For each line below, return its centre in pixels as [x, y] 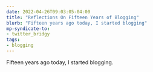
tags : [13, 40]
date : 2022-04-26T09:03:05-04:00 [48, 12]
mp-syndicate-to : [28, 28]
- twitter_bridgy [28, 34]
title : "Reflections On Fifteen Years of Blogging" [73, 17]
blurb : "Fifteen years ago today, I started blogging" [77, 23]
